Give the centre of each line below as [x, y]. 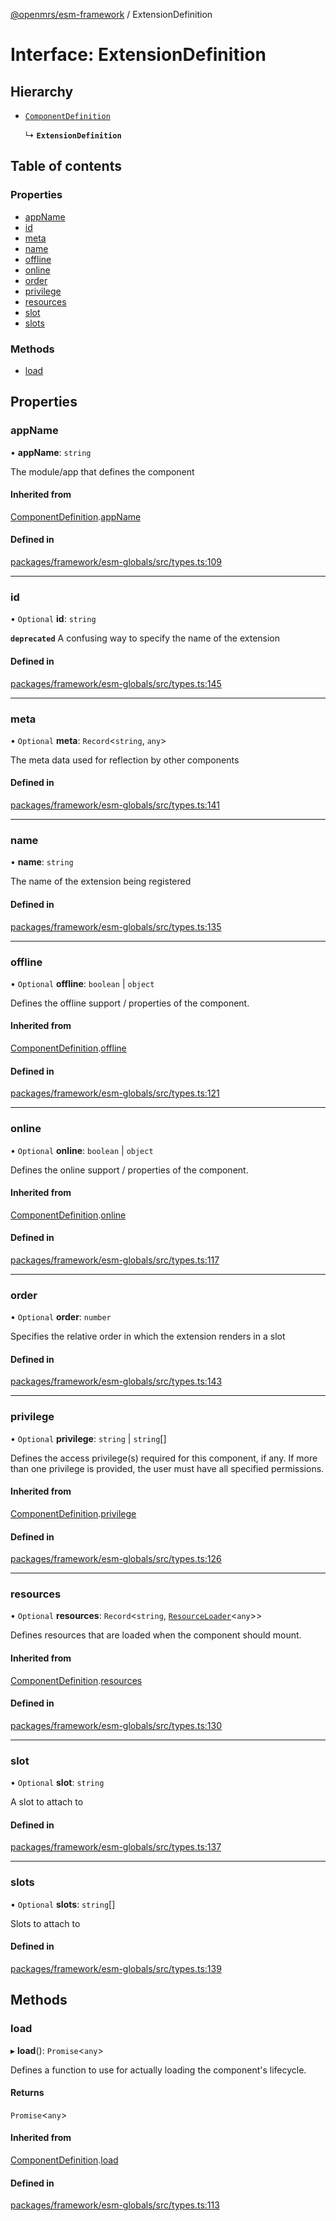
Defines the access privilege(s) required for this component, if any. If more [164, 1458]
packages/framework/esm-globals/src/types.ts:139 [116, 1968]
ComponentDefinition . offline [68, 1048]
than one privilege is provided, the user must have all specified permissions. [167, 1468]
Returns [27, 2093]
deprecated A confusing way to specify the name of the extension [145, 638]
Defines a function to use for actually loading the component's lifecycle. [158, 2070]
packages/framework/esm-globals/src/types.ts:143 [116, 1381]
